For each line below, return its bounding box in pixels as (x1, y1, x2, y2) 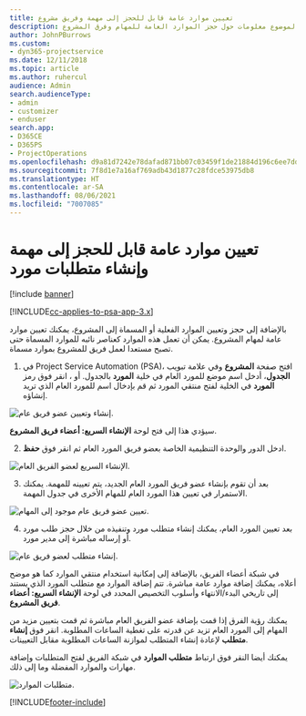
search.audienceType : (9, 89, 92, 98)
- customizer (9, 107, 59, 116)
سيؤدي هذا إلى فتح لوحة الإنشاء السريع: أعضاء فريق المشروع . (9, 424, 217, 435)
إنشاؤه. (22, 389, 48, 401)
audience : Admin (9, 81, 71, 90)
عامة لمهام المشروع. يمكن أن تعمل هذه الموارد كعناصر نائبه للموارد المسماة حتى (9, 333, 282, 344)
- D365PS (9, 140, 43, 149)
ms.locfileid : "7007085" (9, 199, 104, 210)
